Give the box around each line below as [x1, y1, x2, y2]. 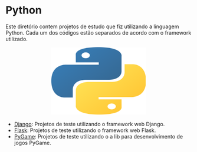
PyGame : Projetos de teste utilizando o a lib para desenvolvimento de [14, 133, 183, 140]
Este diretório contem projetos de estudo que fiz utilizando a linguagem [5, 23, 179, 30]
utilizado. [5, 35, 28, 42]
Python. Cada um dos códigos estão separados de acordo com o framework [5, 29, 192, 36]
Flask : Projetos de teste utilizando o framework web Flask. [14, 127, 156, 134]
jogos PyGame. [14, 139, 51, 146]
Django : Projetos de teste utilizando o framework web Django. [14, 120, 165, 127]
